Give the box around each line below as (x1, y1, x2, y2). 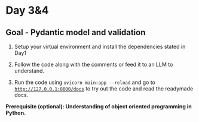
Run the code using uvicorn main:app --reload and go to (14, 79, 156, 86)
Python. (5, 110, 26, 116)
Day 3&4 (5, 4, 49, 17)
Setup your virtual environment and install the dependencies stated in (14, 43, 186, 50)
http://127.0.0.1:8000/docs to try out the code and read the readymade (14, 85, 194, 92)
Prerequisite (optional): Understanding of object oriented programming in (5, 103, 192, 110)
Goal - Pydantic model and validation (5, 27, 146, 37)
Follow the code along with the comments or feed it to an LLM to (14, 61, 173, 68)
